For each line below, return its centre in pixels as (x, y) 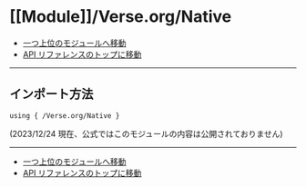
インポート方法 (51, 94)
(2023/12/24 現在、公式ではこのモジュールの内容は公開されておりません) (147, 133)
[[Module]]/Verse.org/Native (121, 17)
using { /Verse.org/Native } (65, 115)
